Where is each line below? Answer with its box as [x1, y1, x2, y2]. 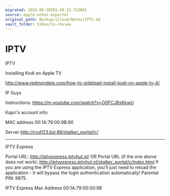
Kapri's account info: [5, 110, 49, 116]
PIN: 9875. [5, 175, 27, 181]
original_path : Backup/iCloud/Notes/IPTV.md [5, 17, 101, 22]
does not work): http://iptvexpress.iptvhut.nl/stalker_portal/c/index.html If [5, 159, 159, 165]
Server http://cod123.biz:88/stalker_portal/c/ [5, 129, 99, 135]
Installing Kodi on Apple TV [5, 70, 62, 76]
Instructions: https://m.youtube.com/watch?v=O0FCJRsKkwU [5, 100, 134, 106]
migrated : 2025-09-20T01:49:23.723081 [5, 7, 87, 13]
